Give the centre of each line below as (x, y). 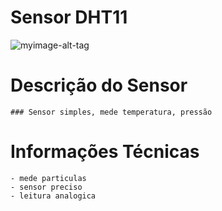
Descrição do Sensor (99, 85)
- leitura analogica (53, 196)
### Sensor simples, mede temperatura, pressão (111, 112)
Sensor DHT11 (69, 17)
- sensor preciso (46, 187)
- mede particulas (48, 178)
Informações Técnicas (105, 152)
